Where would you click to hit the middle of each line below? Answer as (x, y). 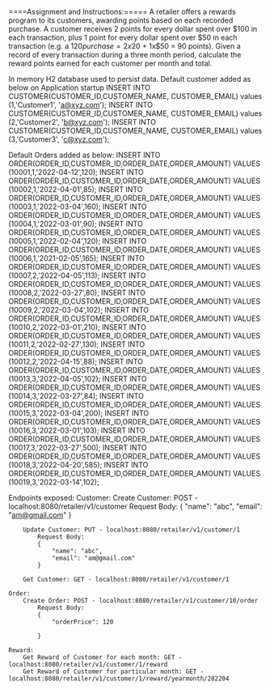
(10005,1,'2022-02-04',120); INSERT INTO (78, 241)
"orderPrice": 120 (82, 622)
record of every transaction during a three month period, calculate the (125, 55)
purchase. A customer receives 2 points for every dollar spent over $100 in (133, 29)
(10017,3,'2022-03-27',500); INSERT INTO (78, 448)
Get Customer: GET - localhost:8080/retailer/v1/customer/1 (126, 579)
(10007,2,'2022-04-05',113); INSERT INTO (77, 275)
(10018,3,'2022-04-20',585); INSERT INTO (78, 465)
